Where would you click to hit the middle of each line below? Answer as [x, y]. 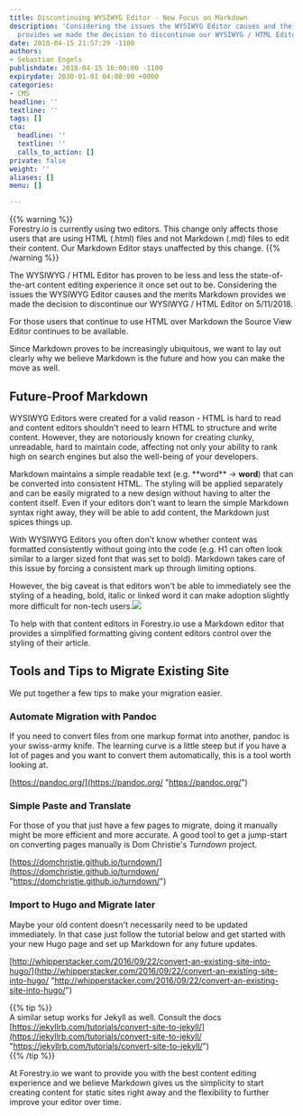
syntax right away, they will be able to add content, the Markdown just [139, 512]
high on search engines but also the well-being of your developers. [134, 456]
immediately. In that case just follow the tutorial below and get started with [147, 934]
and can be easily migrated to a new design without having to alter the [140, 492]
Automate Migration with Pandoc [83, 717]
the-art [23, 285]
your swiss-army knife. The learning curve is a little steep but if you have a [148, 746]
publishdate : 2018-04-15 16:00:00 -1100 [87, 69]
